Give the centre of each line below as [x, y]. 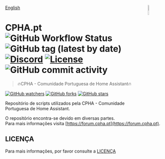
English [13, 8]
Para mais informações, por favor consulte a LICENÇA [60, 151]
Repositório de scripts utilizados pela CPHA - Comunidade [65, 103]
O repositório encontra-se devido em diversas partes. [60, 118]
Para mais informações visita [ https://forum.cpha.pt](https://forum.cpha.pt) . [83, 123]
